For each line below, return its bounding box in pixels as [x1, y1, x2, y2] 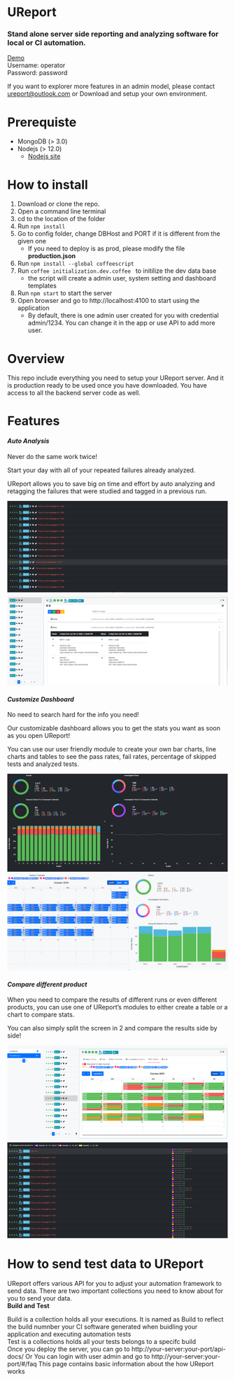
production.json [27, 252, 76, 260]
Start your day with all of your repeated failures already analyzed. [7, 466, 196, 474]
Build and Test [7, 1301, 50, 1310]
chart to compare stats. [7, 1010, 75, 1019]
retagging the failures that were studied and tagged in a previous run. [7, 487, 208, 495]
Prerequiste [7, 114, 77, 130]
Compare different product [7, 980, 87, 989]
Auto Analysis [7, 437, 50, 445]
